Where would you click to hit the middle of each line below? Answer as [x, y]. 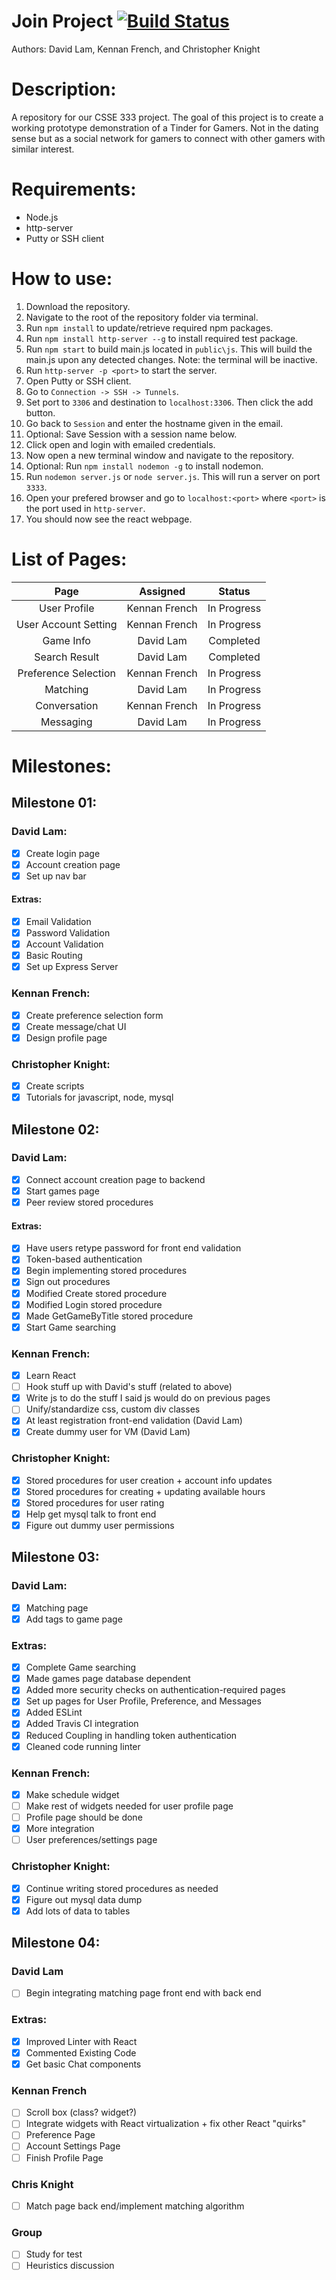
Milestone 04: [56, 1943]
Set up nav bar [56, 876]
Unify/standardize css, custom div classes [113, 1409]
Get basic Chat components [83, 2064]
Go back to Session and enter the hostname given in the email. [154, 423]
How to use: [62, 279]
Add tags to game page [74, 1619]
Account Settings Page [73, 2146]
